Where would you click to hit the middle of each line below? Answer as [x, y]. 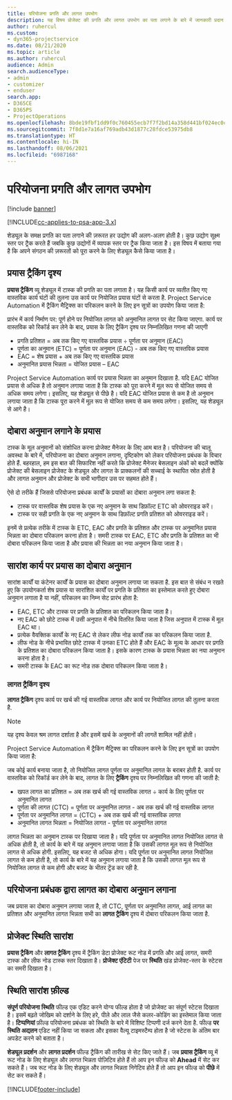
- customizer [26, 84]
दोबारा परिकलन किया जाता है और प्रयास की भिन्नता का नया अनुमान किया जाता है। [95, 544]
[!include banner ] [32, 209]
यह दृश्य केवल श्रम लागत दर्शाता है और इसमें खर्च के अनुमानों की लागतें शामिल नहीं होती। [102, 734]
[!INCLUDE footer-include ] [44, 1089]
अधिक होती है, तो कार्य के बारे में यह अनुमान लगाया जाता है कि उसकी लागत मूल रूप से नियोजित [110, 844]
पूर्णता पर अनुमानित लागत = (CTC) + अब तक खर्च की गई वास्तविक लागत [99, 815]
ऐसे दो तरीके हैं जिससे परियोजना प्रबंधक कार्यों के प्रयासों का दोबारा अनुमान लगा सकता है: [102, 493]
